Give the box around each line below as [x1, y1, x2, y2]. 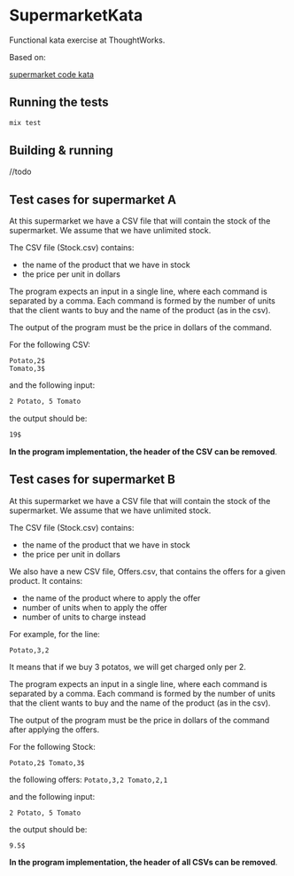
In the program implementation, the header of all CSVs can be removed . [9, 856, 278, 867]
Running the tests [9, 95, 109, 110]
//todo [9, 166, 32, 178]
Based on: [9, 51, 46, 62]
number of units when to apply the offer [21, 602, 168, 612]
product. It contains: [9, 575, 83, 586]
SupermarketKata [9, 5, 143, 26]
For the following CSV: [9, 339, 91, 351]
